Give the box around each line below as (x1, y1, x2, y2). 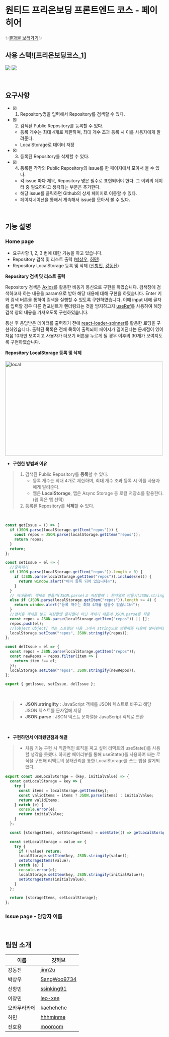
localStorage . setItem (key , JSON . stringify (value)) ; (18, 853, 129, 859)
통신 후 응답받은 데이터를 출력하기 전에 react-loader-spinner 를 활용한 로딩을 (5, 320, 156, 326)
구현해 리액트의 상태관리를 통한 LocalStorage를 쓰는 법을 (34, 758, 147, 764)
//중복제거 (10, 565, 29, 570)
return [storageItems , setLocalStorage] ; (10, 895, 98, 901)
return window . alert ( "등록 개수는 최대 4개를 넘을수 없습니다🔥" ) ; (14, 602, 140, 608)
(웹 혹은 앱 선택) (32, 497, 64, 503)
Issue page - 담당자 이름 (5, 913, 63, 920)
